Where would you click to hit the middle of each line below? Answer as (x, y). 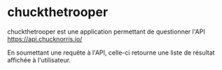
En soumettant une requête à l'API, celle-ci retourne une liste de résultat (111, 52)
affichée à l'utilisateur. (39, 59)
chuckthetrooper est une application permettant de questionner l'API (106, 31)
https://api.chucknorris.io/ (45, 38)
